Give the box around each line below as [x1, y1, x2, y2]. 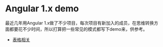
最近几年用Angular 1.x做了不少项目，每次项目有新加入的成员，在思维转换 [5, 20, 154, 26]
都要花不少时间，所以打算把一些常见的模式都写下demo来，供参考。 [9, 26, 148, 32]
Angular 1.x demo [5, 3, 79, 14]
